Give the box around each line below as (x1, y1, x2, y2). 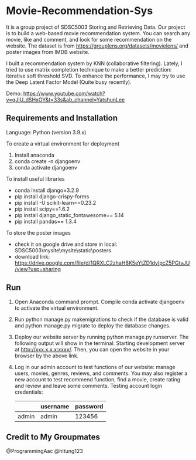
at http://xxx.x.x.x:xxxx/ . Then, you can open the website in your (14, 346, 170, 353)
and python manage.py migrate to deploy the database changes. (14, 322, 171, 329)
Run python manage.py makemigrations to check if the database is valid (14, 316, 189, 323)
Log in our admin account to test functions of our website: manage (14, 363, 176, 370)
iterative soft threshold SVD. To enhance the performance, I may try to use (6, 72, 185, 79)
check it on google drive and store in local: (14, 241, 118, 248)
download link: (14, 253, 50, 260)
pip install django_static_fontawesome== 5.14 (14, 211, 124, 218)
